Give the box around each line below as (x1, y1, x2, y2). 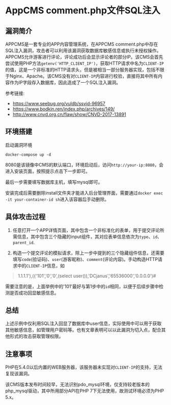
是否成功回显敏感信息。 (9, 290, 59, 296)
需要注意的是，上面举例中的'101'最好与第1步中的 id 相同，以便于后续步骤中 (5, 283, 159, 289)
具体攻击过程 (5, 212, 46, 221)
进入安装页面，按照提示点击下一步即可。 (5, 168, 90, 174)
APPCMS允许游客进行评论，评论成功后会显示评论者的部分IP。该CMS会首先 (5, 54, 163, 60)
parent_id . (12, 239, 35, 245)
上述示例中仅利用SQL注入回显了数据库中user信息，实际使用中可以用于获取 (5, 320, 162, 327)
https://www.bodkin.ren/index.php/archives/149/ (12, 106, 115, 112)
